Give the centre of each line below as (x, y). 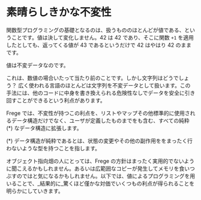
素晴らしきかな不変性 (59, 12)
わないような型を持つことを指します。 (53, 148)
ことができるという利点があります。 (61, 100)
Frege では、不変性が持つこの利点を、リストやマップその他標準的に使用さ (98, 113)
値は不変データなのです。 (37, 65)
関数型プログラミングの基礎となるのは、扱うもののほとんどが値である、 (95, 30)
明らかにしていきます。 (35, 191)
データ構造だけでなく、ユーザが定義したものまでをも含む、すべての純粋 (100, 120)
